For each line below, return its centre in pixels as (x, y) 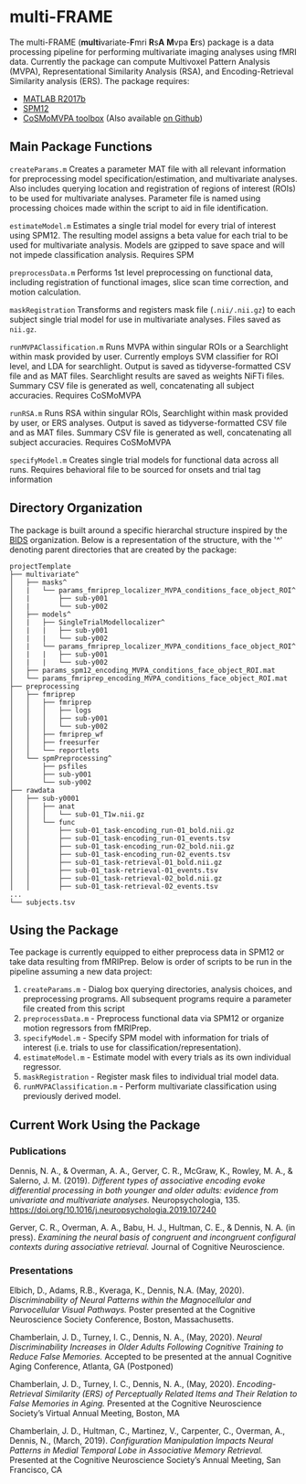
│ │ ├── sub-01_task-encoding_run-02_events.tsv (120, 854)
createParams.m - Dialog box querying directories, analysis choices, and (157, 989)
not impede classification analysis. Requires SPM (102, 254)
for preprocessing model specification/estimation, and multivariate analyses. (153, 178)
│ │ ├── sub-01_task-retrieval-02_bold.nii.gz (116, 878)
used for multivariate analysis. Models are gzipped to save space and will (148, 245)
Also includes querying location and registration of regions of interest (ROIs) (153, 188)
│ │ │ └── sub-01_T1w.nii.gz (77, 814)
